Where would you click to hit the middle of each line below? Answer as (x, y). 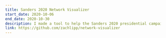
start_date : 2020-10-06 (30, 14)
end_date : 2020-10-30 (27, 19)
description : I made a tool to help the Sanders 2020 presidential (76, 23)
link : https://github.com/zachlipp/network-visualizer (63, 28)
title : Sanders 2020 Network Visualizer (47, 10)
